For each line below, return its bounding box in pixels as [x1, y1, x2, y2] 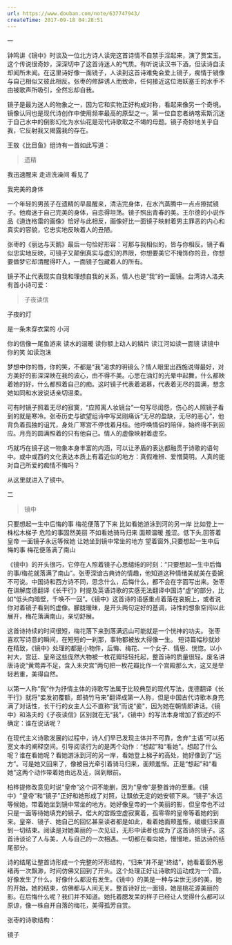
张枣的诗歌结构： [7, 915, 56, 924]
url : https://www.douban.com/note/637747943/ [7, 10, 140, 17]
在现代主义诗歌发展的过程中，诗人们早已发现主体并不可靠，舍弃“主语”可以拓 [7, 733, 224, 742]
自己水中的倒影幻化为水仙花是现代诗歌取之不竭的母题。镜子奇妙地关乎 [12, 117, 213, 126]
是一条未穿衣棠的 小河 [7, 324, 70, 333]
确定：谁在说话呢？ [7, 719, 62, 727]
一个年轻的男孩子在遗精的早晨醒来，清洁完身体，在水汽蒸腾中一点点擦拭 [7, 199, 213, 208]
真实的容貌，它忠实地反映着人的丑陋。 [7, 225, 116, 233]
